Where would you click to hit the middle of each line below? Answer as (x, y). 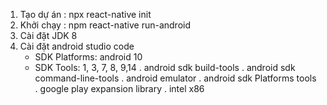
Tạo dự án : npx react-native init (85, 14)
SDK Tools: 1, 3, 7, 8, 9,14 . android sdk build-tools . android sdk (165, 67)
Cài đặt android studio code (77, 46)
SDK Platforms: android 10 (88, 57)
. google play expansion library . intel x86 (119, 88)
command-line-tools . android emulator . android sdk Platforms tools (175, 78)
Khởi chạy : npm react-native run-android (105, 25)
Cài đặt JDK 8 (48, 35)
